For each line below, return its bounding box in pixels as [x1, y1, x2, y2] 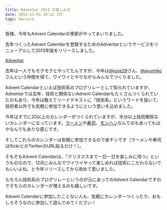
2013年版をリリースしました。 [35, 48, 97, 54]
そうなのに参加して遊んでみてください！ [13, 200, 96, 206]
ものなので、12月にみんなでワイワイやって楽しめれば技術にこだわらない [9, 160, 158, 166]
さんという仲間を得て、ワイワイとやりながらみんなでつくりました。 [5, 74, 145, 80]
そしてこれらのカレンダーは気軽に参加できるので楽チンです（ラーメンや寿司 [5, 137, 162, 143]
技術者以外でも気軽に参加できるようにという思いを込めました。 [5, 103, 136, 109]
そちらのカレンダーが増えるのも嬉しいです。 [9, 183, 100, 189]
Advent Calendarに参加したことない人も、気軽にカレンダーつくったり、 [5, 194, 153, 200]
